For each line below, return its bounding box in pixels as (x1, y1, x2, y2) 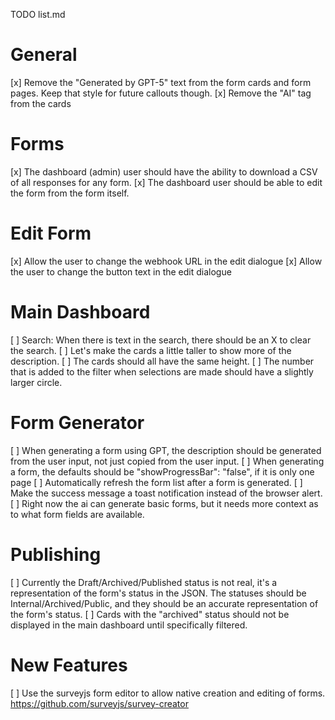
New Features (10, 654, 128, 676)
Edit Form (10, 222, 92, 245)
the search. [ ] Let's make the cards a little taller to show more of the (10, 344, 292, 356)
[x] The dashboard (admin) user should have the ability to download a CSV (10, 165, 318, 178)
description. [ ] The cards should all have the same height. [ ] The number (10, 355, 315, 367)
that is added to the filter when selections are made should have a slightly (10, 365, 314, 378)
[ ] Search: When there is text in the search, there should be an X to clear (10, 334, 312, 346)
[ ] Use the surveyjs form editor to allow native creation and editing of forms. (10, 687, 326, 699)
